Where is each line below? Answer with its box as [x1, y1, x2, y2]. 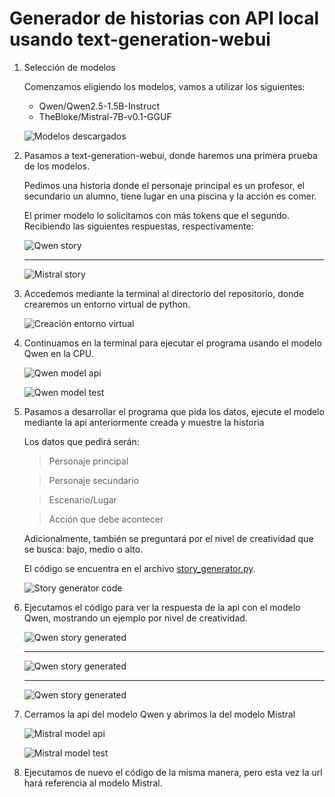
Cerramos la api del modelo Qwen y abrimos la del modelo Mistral [23, 708, 296, 720]
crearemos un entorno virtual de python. [23, 298, 191, 310]
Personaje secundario [48, 474, 140, 486]
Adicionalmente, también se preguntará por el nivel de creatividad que [23, 532, 314, 544]
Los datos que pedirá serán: [23, 435, 140, 447]
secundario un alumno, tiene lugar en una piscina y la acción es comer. [23, 190, 317, 202]
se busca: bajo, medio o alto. [23, 543, 144, 555]
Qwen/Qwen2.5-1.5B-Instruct [38, 100, 161, 112]
